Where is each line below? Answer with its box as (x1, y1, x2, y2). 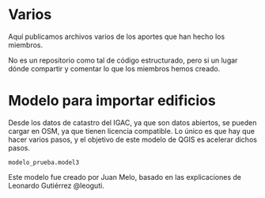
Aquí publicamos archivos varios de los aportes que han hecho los (8, 32, 225, 41)
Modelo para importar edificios (8, 92, 216, 110)
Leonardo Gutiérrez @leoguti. (8, 181, 104, 190)
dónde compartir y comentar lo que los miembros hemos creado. (8, 63, 221, 73)
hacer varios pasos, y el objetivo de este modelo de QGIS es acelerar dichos (8, 135, 257, 144)
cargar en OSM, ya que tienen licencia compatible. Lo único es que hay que (8, 126, 256, 135)
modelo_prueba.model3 (8, 158, 80, 166)
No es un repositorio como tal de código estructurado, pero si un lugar (8, 55, 238, 65)
